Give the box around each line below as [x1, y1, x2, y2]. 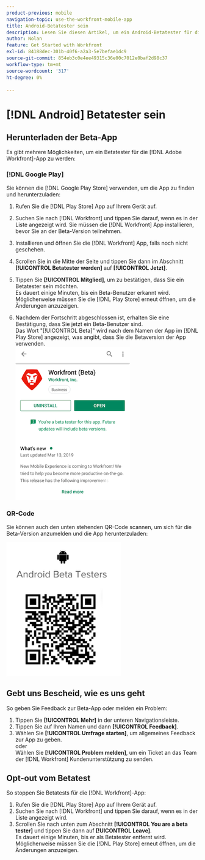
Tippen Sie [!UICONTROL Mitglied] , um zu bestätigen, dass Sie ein [15, 276, 184, 283]
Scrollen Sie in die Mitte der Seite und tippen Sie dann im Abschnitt [15, 258, 184, 265]
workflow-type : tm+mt [6, 61, 62, 67]
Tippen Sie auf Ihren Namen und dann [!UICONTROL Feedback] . [15, 722, 179, 730]
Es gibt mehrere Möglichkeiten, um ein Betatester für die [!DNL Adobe [6, 149, 182, 156]
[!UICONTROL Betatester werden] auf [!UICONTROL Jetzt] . [15, 264, 168, 272]
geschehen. [15, 245, 46, 253]
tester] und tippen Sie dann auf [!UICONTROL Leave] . [15, 827, 152, 834]
